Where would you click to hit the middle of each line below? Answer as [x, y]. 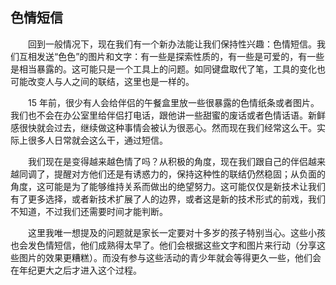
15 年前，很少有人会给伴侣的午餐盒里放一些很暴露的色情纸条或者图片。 [174, 102]
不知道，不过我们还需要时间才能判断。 [89, 211]
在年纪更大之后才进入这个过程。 [76, 270]
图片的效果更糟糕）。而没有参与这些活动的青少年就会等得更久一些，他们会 [170, 257]
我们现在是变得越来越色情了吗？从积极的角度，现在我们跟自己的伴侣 [168, 161]
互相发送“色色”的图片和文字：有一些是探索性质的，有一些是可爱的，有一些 [171, 56]
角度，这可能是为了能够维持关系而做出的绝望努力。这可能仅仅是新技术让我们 [168, 186]
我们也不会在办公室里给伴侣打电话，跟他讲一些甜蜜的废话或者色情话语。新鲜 [168, 115]
